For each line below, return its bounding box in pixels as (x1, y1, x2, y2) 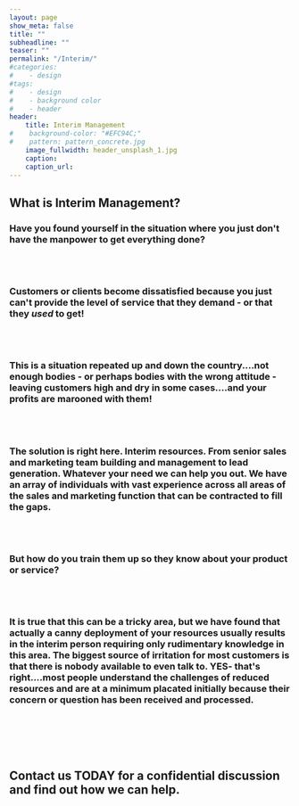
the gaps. (9, 500, 52, 513)
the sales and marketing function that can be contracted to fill (9, 489, 283, 502)
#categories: (9, 63, 58, 72)
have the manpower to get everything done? (9, 233, 205, 245)
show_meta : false (9, 21, 74, 30)
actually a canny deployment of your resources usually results (9, 627, 286, 639)
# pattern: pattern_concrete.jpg (9, 137, 145, 146)
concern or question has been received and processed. (9, 694, 254, 706)
